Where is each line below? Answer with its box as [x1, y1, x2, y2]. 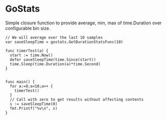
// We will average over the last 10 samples [5, 35, 103, 40]
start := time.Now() [10, 53, 53, 58]
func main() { [5, 79, 35, 84]
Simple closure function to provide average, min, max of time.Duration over [5, 20, 162, 26]
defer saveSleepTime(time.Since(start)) [10, 57, 96, 62]
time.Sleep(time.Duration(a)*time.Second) [10, 61, 101, 66]
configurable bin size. [5, 25, 51, 31]
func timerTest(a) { [5, 48, 49, 53]
